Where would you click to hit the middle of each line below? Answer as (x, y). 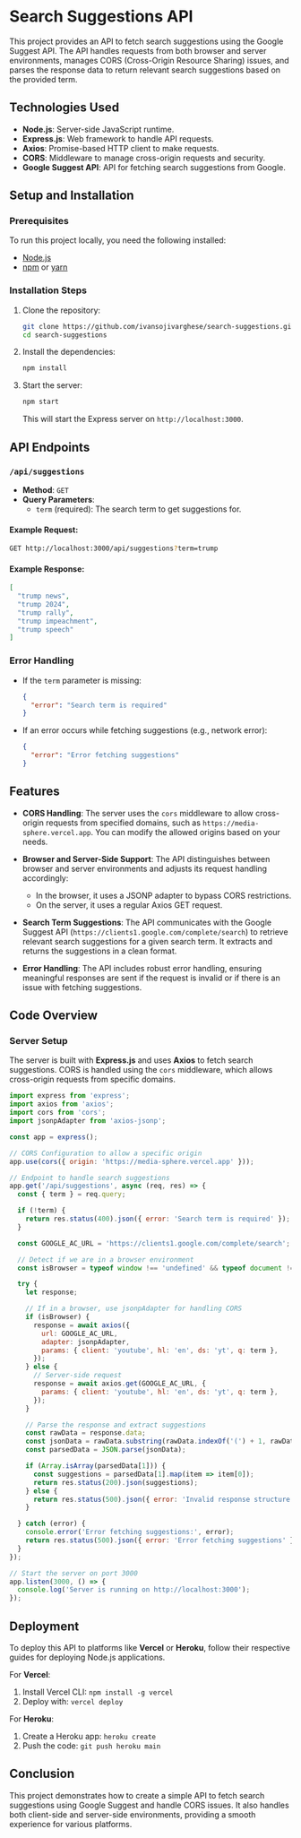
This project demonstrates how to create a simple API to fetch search (137, 1795)
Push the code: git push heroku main (91, 1746)
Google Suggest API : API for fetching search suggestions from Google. (154, 167)
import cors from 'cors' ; (57, 1113)
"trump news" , (43, 596)
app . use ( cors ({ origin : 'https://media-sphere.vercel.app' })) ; (132, 1161)
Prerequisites (39, 221)
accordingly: (45, 878)
